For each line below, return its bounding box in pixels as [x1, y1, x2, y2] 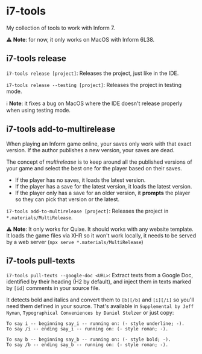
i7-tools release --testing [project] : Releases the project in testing [6, 81, 182, 88]
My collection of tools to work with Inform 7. [6, 24, 116, 31]
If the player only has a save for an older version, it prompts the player [14, 189, 191, 196]
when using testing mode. [6, 106, 71, 114]
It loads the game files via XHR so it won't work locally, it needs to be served [6, 231, 197, 239]
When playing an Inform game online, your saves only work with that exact [6, 140, 192, 147]
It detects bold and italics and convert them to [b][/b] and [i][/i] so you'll [6, 296, 194, 303]
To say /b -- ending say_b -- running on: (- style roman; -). [6, 342, 169, 348]
